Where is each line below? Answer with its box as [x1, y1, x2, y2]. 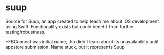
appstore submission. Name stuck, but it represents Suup [5, 44, 125, 50]
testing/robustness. [5, 29, 46, 35]
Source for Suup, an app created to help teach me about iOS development [5, 18, 159, 24]
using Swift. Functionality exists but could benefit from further [5, 23, 134, 29]
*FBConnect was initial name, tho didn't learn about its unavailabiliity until [5, 38, 159, 44]
